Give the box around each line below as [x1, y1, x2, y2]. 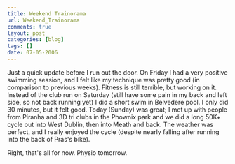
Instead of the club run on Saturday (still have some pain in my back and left [7, 90, 227, 98]
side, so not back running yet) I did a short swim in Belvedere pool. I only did [7, 98, 229, 106]
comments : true [7, 23, 52, 30]
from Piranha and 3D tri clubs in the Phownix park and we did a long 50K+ [7, 112, 221, 121]
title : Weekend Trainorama [7, 10, 86, 17]
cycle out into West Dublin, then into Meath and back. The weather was [7, 120, 214, 128]
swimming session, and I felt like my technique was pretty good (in [7, 75, 200, 84]
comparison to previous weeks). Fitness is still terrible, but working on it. [7, 83, 217, 91]
